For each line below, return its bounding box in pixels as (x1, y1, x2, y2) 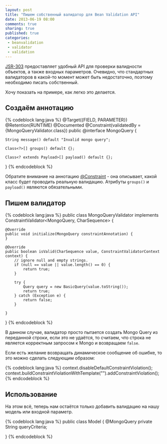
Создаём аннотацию (5, 104, 74, 112)
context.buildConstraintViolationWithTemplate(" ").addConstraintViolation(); (5, 370, 159, 376)
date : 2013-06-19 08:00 (5, 17, 55, 22)
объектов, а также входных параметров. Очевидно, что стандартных (5, 68, 154, 74)
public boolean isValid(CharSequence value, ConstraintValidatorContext (5, 249, 160, 254)
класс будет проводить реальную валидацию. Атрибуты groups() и (5, 179, 149, 185)
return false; (23, 298, 52, 303)
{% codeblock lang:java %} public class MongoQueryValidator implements (5, 212, 159, 218)
